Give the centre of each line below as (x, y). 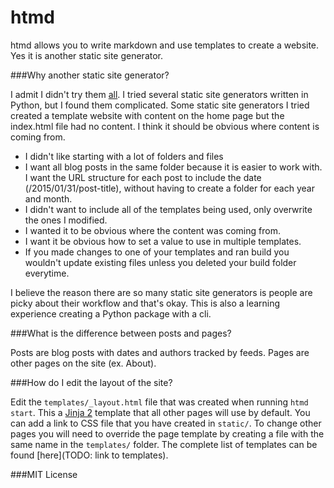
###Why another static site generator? (90, 75)
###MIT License (44, 474)
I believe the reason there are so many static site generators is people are (161, 292)
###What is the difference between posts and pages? (121, 333)
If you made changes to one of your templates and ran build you (157, 252)
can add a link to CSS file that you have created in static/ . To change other (166, 423)
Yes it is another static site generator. (87, 55)
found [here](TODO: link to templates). (89, 455)
